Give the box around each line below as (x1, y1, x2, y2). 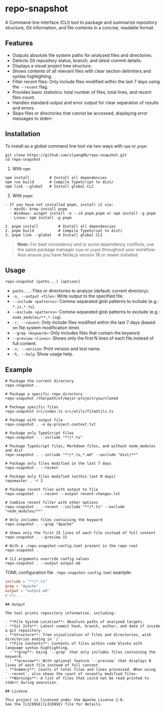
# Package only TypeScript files (5, 431, 74, 436)
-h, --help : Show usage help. (12, 351, 74, 357)
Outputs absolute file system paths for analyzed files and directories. (12, 52, 153, 58)
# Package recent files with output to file (5, 487, 98, 492)
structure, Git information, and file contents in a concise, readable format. (5, 24, 155, 30)
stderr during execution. (5, 680, 58, 685)
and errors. (12, 105, 36, 111)
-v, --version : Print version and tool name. (12, 346, 101, 352)
